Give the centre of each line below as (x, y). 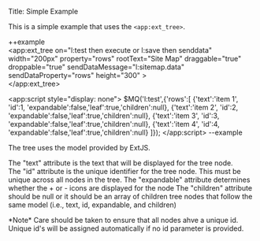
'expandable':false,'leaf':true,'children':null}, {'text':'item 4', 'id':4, (114, 124)
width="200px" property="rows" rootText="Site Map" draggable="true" (125, 59)
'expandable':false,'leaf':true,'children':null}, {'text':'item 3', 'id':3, (114, 116)
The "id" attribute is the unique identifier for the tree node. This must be (125, 171)
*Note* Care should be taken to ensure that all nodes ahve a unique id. (123, 220)
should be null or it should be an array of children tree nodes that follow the (130, 197)
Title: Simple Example (43, 11)
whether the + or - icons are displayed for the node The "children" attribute (130, 188)
